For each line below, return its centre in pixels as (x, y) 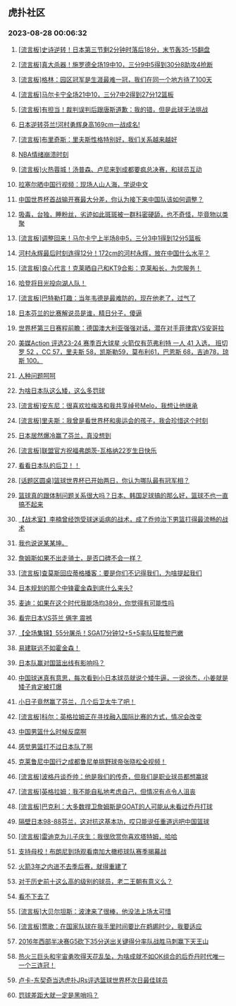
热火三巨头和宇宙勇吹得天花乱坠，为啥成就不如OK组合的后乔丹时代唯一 (121, 956)
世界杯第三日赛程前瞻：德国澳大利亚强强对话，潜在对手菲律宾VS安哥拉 (121, 328)
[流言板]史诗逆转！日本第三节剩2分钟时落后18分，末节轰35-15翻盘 (114, 49)
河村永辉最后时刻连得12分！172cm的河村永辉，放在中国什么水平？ (114, 253)
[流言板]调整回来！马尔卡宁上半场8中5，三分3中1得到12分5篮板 (110, 238)
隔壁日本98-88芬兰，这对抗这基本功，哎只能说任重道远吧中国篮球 (114, 821)
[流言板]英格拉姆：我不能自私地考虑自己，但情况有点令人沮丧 (107, 791)
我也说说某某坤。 (43, 543)
